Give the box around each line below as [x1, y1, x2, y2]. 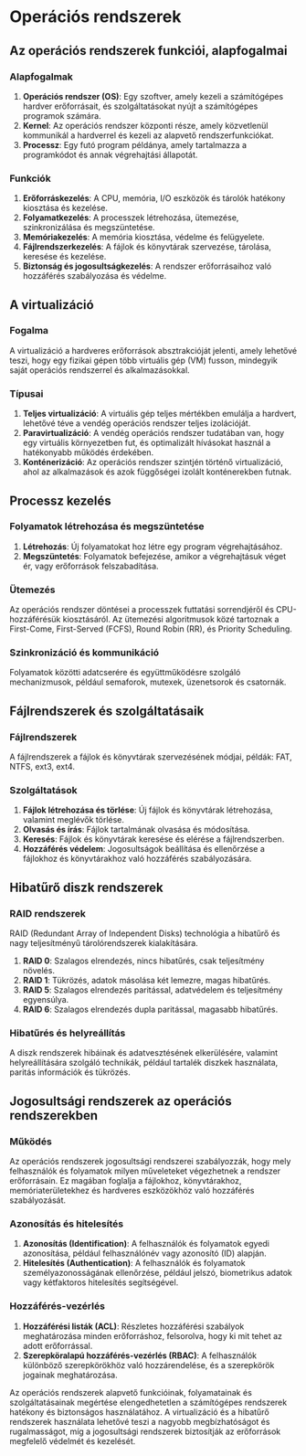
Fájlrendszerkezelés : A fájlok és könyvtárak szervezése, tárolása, [22, 241, 272, 252]
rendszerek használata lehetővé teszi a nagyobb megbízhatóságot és [9, 1416, 270, 1427]
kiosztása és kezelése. [22, 203, 108, 214]
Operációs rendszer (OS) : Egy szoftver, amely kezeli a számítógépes [22, 90, 284, 101]
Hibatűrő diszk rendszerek [9, 879, 164, 895]
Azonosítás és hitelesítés [9, 1217, 124, 1230]
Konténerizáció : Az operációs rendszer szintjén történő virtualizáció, [22, 457, 283, 468]
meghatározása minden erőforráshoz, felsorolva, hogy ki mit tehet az [22, 1330, 283, 1341]
